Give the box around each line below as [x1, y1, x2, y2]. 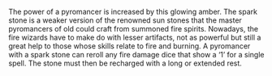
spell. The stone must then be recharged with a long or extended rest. [8, 58, 242, 68]
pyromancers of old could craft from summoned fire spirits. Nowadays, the [8, 24, 258, 33]
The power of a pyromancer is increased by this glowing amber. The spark [8, 7, 258, 16]
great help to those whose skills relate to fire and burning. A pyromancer [8, 41, 251, 51]
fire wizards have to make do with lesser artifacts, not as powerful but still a [8, 32, 261, 42]
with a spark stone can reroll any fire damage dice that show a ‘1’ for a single [8, 50, 265, 59]
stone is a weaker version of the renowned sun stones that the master [8, 15, 242, 25]
